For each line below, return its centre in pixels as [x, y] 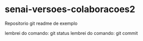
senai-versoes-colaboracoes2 [70, 9]
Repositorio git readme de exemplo [41, 23]
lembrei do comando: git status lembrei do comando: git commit [71, 33]
